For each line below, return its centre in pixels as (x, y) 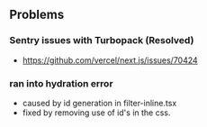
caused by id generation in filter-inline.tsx (99, 103)
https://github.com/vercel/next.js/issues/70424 (110, 60)
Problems (37, 15)
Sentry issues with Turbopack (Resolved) (102, 41)
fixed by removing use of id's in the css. (96, 113)
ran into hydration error (62, 83)
